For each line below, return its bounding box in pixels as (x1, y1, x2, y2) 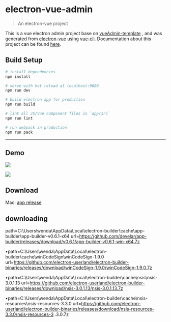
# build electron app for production (5, 97, 85, 102)
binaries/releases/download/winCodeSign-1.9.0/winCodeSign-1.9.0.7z (5, 265, 153, 271)
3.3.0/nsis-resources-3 (5, 311, 54, 317)
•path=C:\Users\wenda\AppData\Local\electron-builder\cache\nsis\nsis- (5, 274, 158, 280)
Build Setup (5, 56, 43, 65)
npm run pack (5, 130, 33, 135)
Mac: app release (5, 199, 42, 206)
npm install (5, 74, 31, 79)
